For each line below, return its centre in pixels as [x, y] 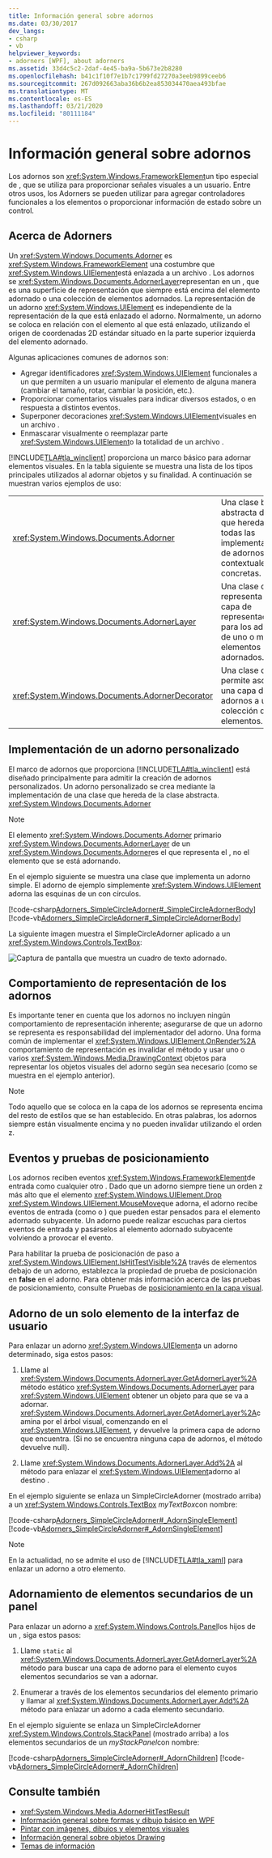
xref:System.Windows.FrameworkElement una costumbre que [112, 264]
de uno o [238, 636]
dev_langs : [27, 31]
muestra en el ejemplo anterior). [62, 1076]
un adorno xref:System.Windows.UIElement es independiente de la [120, 307]
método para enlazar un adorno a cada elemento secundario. [122, 1709]
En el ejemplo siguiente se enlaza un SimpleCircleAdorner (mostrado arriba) [135, 1496]
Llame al [34, 1370]
